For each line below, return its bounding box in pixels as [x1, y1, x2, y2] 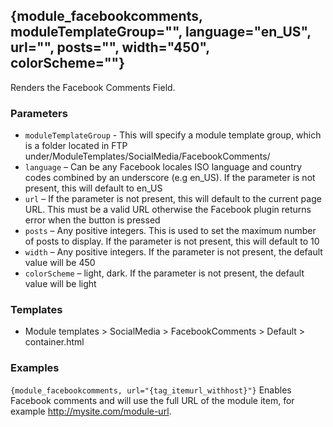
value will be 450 [24, 257, 96, 269]
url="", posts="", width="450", [10, 39, 210, 56]
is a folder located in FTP [24, 140, 128, 152]
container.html [24, 336, 85, 348]
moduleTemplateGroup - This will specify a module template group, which [24, 129, 322, 141]
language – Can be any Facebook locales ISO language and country [24, 161, 303, 173]
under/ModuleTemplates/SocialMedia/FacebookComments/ [24, 150, 271, 163]
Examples [10, 361, 60, 375]
